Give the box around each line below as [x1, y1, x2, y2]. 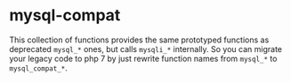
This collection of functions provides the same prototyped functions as [9, 34, 270, 45]
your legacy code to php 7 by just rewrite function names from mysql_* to [9, 53, 278, 63]
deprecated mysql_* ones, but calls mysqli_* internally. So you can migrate [9, 43, 283, 54]
